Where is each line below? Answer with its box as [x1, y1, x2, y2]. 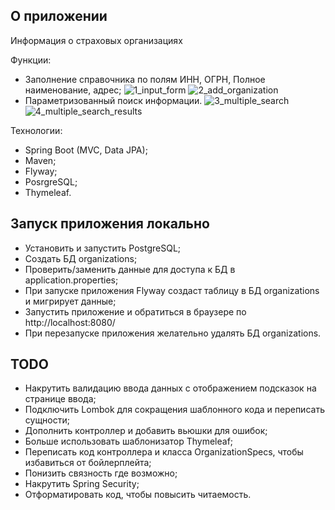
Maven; [24, 154, 57, 166]
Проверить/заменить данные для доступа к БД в [24, 263, 236, 275]
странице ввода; [24, 393, 97, 405]
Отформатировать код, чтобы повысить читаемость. [24, 489, 252, 501]
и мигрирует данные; [24, 295, 117, 307]
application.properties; [24, 274, 119, 286]
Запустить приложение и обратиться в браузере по [24, 305, 247, 318]
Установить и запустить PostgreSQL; [24, 242, 182, 254]
